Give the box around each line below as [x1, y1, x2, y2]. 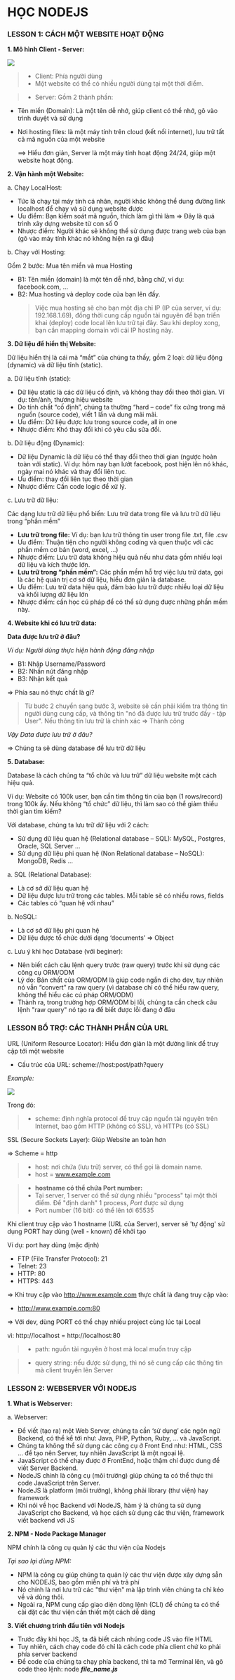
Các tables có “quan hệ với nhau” [17, 899, 114, 907]
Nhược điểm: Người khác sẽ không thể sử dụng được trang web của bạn [17, 227, 227, 235]
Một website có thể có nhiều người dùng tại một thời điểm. [34, 79, 204, 88]
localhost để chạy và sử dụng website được [17, 204, 144, 213]
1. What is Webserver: [7, 1399, 73, 1408]
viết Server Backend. [17, 1464, 79, 1472]
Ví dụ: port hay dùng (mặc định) [7, 1240, 100, 1249]
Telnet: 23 [17, 1261, 47, 1270]
